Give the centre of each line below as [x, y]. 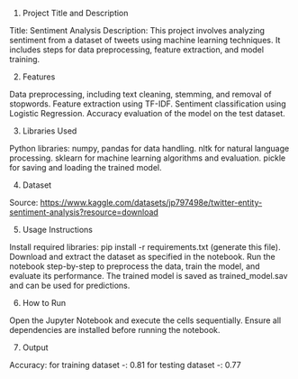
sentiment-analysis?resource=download [84, 212]
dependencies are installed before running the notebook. [115, 330]
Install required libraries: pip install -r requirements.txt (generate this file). [145, 247]
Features [39, 77]
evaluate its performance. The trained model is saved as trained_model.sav [149, 276]
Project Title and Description [75, 13]
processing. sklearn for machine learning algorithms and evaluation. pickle [148, 158]
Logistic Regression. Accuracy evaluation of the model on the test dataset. [147, 113]
